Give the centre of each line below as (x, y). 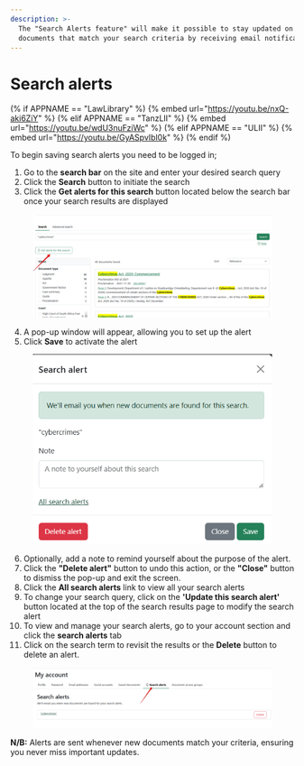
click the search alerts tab (73, 635)
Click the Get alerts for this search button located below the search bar (157, 192)
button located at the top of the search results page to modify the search (158, 607)
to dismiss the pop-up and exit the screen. (102, 578)
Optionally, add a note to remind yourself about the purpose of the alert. (157, 558)
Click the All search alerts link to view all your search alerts (134, 587)
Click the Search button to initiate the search (106, 182)
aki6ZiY (24, 118)
